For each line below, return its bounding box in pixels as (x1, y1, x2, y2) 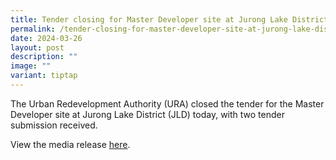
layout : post (10, 42, 65, 53)
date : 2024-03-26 (10, 33, 83, 43)
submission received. (10, 119, 98, 131)
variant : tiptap (10, 71, 78, 81)
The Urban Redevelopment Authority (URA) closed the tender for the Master (10, 97, 325, 110)
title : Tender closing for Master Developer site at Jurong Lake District (10, 14, 329, 25)
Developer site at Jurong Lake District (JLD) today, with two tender (10, 108, 285, 120)
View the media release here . (10, 138, 131, 150)
